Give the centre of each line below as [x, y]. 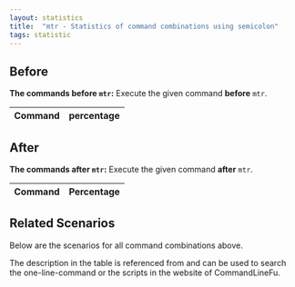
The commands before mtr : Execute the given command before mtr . [138, 94]
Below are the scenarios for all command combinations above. [126, 245]
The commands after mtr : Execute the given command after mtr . [131, 169]
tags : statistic [40, 35]
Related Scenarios [62, 223]
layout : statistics [46, 18]
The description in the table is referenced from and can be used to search [148, 262]
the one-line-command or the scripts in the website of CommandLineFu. [145, 272]
